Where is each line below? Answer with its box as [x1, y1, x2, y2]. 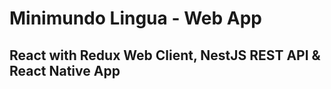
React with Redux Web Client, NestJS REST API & [9, 47, 321, 64]
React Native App [9, 62, 121, 79]
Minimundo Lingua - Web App [9, 7, 262, 30]
